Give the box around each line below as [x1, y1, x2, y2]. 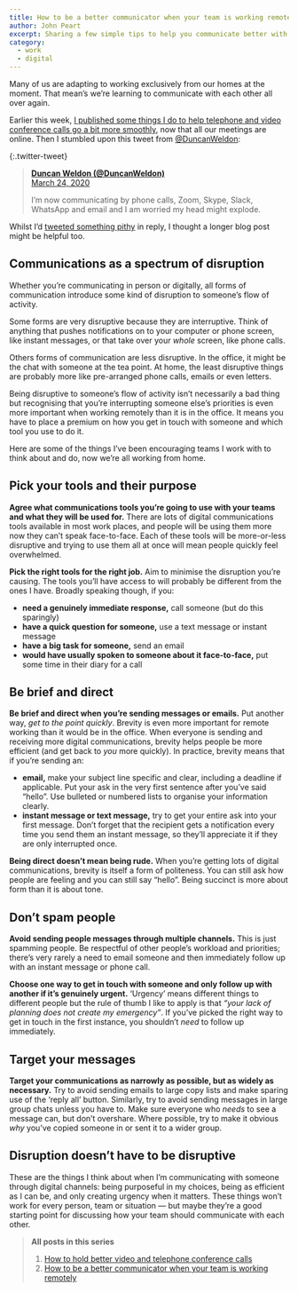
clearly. [21, 801, 50, 812]
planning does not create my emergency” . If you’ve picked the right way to [9, 1007, 284, 1018]
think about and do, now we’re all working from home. [9, 452, 207, 463]
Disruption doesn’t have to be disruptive [9, 1148, 237, 1163]
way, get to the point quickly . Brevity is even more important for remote [9, 717, 270, 728]
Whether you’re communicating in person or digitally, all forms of [9, 280, 247, 290]
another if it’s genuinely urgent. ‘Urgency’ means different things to [9, 988, 259, 999]
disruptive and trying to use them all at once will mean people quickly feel [9, 539, 278, 551]
